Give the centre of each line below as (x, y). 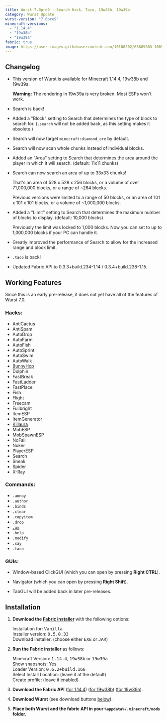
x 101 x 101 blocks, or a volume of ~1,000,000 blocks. (66, 203)
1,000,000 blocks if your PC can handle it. (55, 233)
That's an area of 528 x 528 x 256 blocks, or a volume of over (76, 183)
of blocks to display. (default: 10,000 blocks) (58, 218)
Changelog (23, 67)
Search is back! (28, 109)
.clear (19, 512)
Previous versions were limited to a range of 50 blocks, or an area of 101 (86, 198)
